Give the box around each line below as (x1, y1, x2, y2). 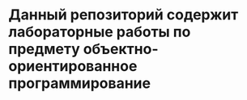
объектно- (83, 40, 160, 58)
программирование (8, 74, 151, 93)
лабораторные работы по (8, 23, 191, 41)
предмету (8, 40, 80, 58)
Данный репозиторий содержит (8, 6, 239, 24)
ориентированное (8, 57, 138, 76)
